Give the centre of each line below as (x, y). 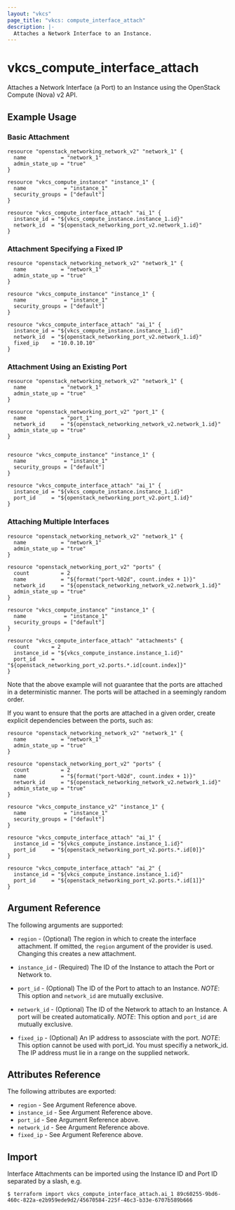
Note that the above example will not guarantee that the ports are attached (115, 684)
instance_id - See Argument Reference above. (85, 1112)
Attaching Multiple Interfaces (59, 522)
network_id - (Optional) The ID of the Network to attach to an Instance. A (122, 1009)
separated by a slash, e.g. (45, 1181)
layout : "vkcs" (29, 14)
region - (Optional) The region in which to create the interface (107, 939)
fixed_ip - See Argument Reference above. (80, 1135)
